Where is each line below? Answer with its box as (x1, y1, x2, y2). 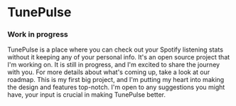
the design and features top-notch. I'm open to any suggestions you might (7, 83, 225, 92)
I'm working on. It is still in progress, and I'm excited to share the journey (7, 61, 220, 69)
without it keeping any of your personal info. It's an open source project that (7, 53, 230, 61)
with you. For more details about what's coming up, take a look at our (7, 68, 210, 76)
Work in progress (7, 30, 69, 40)
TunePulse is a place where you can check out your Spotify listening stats (7, 45, 224, 54)
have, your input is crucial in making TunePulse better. (7, 90, 166, 99)
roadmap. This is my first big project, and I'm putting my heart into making (7, 76, 225, 84)
